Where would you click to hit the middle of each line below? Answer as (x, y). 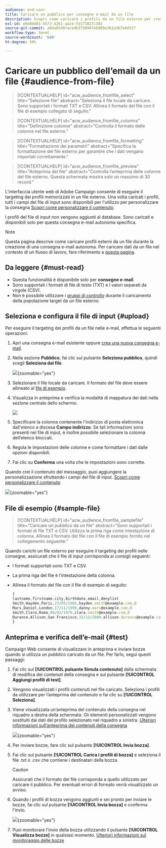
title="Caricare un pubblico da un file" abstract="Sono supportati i (84, 526)
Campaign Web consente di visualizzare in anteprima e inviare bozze (75, 649)
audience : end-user (25, 10)
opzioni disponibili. (31, 453)
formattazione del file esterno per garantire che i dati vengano (81, 151)
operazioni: (17, 333)
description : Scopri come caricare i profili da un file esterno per (78, 19)
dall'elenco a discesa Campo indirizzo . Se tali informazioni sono (78, 427)
